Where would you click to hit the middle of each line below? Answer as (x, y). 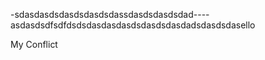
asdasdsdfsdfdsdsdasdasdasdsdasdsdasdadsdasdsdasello (133, 25)
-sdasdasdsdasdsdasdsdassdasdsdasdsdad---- (110, 14)
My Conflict (34, 44)
